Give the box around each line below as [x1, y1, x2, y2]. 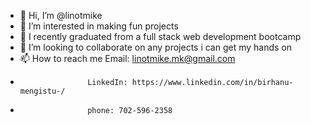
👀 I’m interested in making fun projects [19, 20, 179, 32]
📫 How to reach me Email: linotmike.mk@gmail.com [19, 53, 236, 64]
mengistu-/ [19, 86, 66, 96]
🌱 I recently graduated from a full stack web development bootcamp [19, 31, 302, 42]
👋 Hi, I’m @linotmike [19, 10, 103, 21]
